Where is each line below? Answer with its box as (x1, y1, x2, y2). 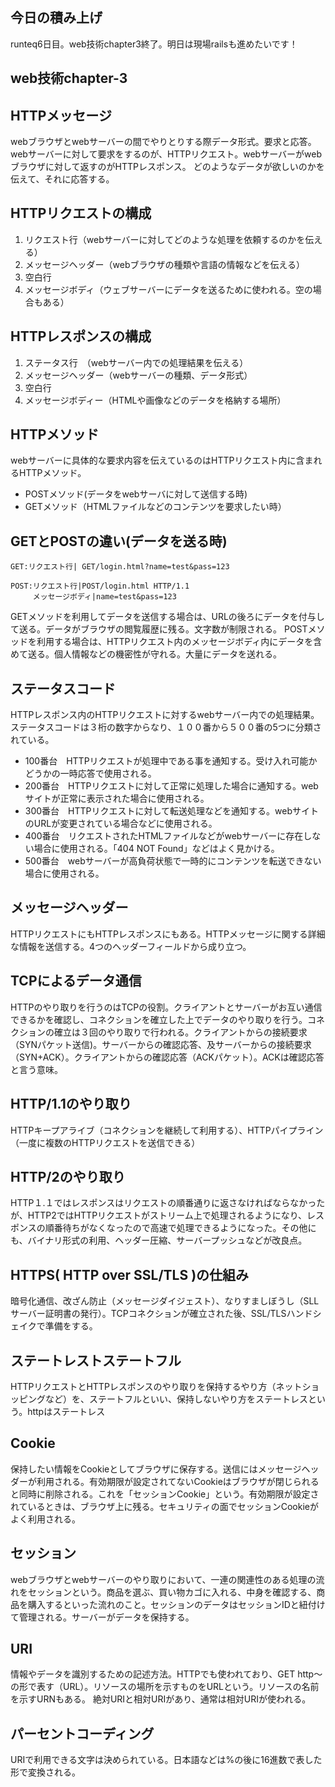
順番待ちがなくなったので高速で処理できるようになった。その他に (44, 1222, 317, 1234)
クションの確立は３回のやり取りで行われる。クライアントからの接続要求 (10, 1026, 308, 1038)
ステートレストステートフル (10, 1352, 182, 1369)
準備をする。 (44, 1320, 98, 1332)
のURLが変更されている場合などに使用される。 (24, 818, 218, 830)
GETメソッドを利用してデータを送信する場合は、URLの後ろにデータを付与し (10, 611, 325, 623)
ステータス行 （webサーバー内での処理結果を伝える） (24, 356, 249, 368)
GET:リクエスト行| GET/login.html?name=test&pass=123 (10, 562, 230, 572)
